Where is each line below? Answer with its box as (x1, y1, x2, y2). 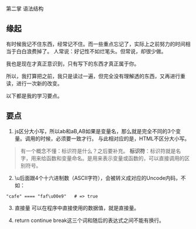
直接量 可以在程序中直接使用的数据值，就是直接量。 (14, 204, 139, 211)
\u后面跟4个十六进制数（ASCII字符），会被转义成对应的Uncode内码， (14, 174, 181, 181)
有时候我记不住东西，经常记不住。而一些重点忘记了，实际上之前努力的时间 (6, 40, 185, 47)
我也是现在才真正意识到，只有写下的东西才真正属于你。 (6, 60, 139, 67)
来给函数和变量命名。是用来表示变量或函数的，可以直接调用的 (36, 154, 185, 162)
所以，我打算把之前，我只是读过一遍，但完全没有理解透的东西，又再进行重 (6, 72, 185, 79)
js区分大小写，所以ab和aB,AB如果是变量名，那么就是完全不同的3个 (14, 127, 176, 134)
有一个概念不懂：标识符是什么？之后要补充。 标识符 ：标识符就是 (20, 147, 176, 154)
